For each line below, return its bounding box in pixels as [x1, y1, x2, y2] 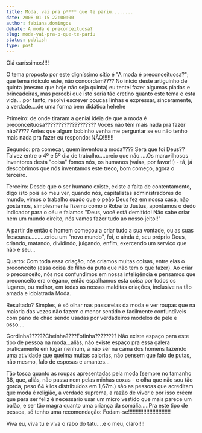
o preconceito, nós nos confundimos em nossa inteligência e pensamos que [6, 270, 196, 278]
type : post [6, 43, 34, 49]
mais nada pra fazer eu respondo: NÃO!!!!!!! [6, 133, 114, 141]
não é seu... [6, 246, 36, 253]
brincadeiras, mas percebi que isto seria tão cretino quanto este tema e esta [6, 90, 196, 97]
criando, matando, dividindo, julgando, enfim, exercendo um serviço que [6, 239, 187, 246]
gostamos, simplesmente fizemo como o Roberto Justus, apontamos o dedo [6, 202, 196, 209]
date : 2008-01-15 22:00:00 [6, 14, 74, 21]
